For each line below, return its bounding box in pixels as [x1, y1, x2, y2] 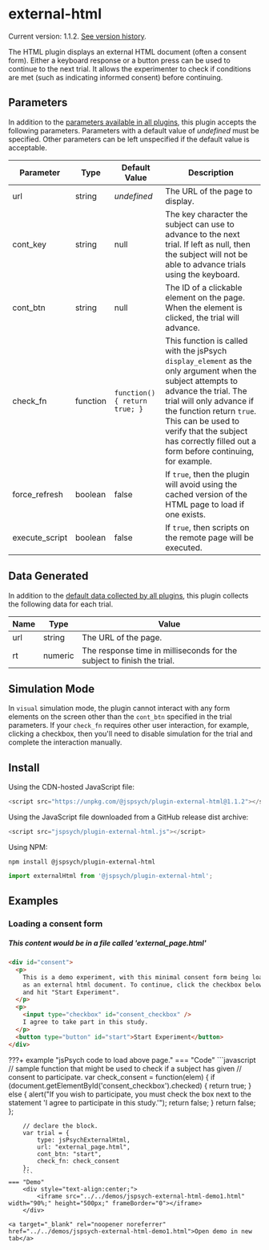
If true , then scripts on [165, 521, 250, 533]
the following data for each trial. [8, 599, 114, 609]
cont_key [12, 239, 46, 250]
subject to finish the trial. [82, 655, 175, 666]
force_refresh [12, 488, 64, 500]
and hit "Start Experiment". [22, 988, 120, 996]
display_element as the [165, 355, 252, 366]
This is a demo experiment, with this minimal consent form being [22, 973, 249, 981]
